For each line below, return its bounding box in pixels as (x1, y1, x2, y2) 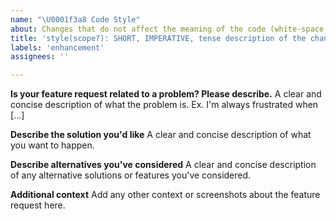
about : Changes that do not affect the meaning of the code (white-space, (10, 24, 329, 34)
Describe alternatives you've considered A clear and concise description (10, 159, 317, 171)
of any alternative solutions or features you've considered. (10, 169, 252, 181)
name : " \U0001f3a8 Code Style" (10, 14, 141, 25)
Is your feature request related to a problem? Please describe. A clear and (10, 88, 322, 100)
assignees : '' (10, 52, 70, 62)
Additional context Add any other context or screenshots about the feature (10, 189, 321, 201)
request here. (10, 199, 66, 211)
